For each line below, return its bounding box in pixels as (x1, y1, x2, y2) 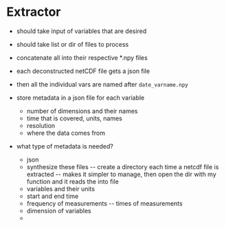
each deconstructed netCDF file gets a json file (16, 67, 150, 75)
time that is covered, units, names (26, 114, 123, 122)
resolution (26, 121, 56, 129)
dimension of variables (26, 206, 91, 215)
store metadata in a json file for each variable (16, 94, 145, 102)
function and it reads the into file (26, 177, 120, 186)
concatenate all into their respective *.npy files (16, 53, 148, 62)
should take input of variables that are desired (16, 27, 147, 35)
